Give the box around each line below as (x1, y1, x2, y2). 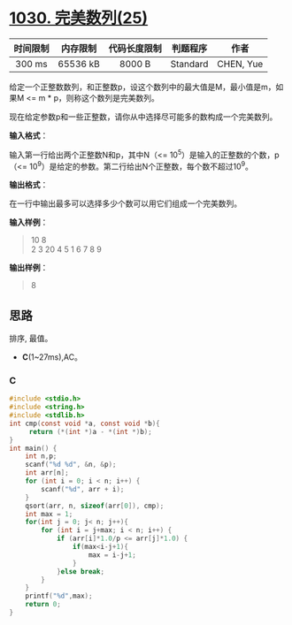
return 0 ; (25, 600, 62, 609)
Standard (170, 57, 209, 70)
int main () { (9, 444, 58, 453)
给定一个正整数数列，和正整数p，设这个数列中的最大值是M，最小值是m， (9, 81, 276, 92)
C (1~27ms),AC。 (21, 352, 82, 362)
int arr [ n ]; (25, 469, 69, 477)
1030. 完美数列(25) (9, 8, 149, 28)
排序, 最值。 (9, 333, 53, 344)
